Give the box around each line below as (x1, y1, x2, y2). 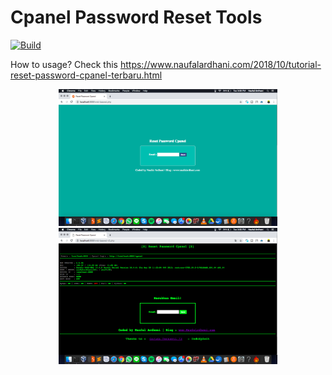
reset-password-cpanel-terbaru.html (10, 69, 163, 81)
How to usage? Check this (10, 58, 119, 70)
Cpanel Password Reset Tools (10, 6, 263, 29)
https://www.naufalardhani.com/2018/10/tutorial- (119, 58, 322, 70)
